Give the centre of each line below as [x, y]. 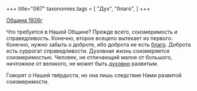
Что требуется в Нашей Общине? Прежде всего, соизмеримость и [92, 32]
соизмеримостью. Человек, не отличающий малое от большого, [89, 57]
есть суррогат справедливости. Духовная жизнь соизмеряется [88, 51]
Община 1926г [25, 20]
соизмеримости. [28, 81]
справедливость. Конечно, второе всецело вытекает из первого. [90, 38]
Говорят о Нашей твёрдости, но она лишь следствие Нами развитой [94, 75]
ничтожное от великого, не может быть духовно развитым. [82, 63]
